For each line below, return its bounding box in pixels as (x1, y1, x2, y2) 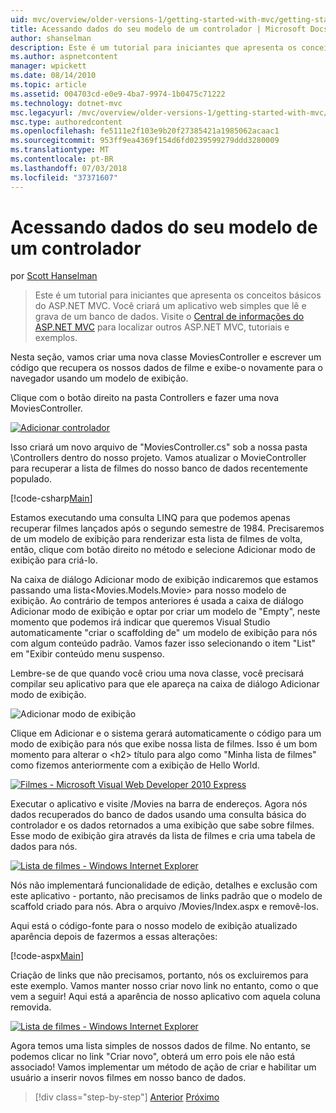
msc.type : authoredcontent (10, 117, 123, 127)
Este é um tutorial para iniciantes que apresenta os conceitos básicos (34, 289, 322, 301)
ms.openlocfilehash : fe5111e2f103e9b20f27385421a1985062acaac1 (10, 126, 280, 136)
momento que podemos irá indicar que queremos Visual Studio (10, 616, 271, 628)
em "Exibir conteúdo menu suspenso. (10, 648, 165, 660)
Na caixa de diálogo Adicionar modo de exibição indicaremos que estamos (10, 574, 319, 586)
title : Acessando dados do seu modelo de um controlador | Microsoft (10, 24, 307, 34)
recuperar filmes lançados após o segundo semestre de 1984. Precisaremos (10, 522, 325, 535)
